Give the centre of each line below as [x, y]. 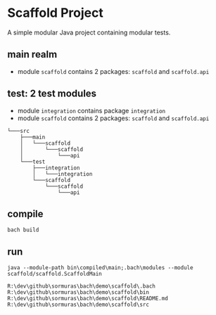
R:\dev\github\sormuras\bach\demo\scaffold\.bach [82, 286]
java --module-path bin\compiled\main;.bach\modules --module [100, 268]
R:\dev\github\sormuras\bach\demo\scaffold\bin [78, 292]
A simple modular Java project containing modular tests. [89, 32]
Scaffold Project [55, 13]
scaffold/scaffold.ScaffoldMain [55, 274]
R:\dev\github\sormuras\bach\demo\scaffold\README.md [88, 299]
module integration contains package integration [91, 110]
